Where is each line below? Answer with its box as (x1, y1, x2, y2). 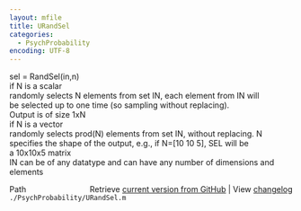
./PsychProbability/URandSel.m (9, 194, 127, 203)
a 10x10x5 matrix (9, 147, 72, 158)
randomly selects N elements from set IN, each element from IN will (9, 91, 260, 101)
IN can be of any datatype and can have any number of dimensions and (9, 157, 275, 168)
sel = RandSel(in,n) (9, 71, 80, 82)
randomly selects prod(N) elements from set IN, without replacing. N (9, 128, 263, 139)
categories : (9, 30, 54, 39)
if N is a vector (9, 119, 64, 130)
